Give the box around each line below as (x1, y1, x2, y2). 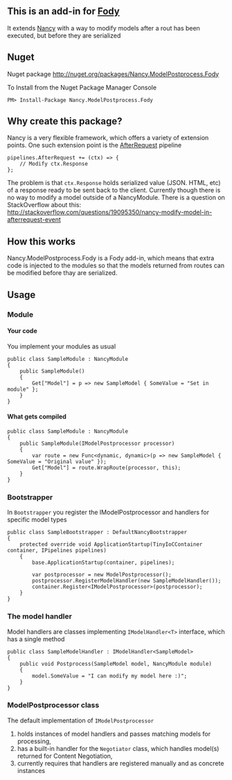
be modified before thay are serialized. (7, 269, 118, 277)
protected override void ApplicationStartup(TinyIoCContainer (19, 541, 203, 548)
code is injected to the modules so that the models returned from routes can (7, 261, 225, 269)
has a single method (7, 635, 65, 643)
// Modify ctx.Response (19, 161, 89, 168)
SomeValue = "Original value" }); (7, 458, 107, 465)
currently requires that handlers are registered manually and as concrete (17, 759, 224, 768)
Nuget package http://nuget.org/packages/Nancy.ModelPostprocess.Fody (7, 69, 220, 78)
